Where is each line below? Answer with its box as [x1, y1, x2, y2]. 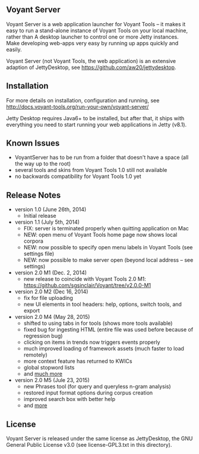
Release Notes [6, 190, 61, 200]
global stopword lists [23, 364, 75, 371]
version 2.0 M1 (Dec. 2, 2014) [14, 269, 87, 276]
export [23, 307, 40, 314]
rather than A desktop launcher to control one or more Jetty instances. [6, 33, 179, 40]
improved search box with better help [23, 396, 116, 403]
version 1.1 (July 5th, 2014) [14, 218, 80, 226]
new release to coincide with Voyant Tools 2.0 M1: [23, 275, 147, 283]
